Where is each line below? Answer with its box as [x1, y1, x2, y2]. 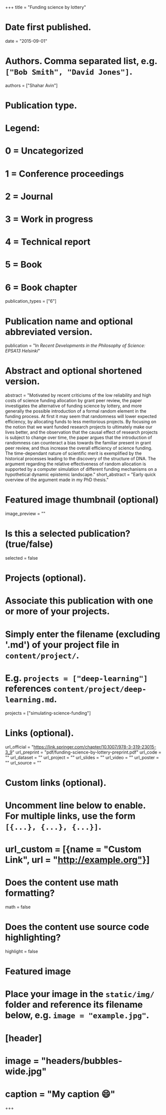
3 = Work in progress [5, 214, 93, 225]
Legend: [5, 123, 40, 134]
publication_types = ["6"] [5, 298, 57, 304]
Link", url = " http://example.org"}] [5, 855, 150, 865]
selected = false [5, 555, 38, 561]
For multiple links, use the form [5, 810, 136, 822]
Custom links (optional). [5, 777, 107, 788]
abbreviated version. [5, 326, 93, 338]
